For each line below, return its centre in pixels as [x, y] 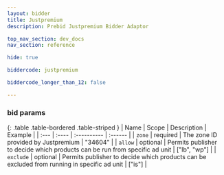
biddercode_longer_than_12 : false [57, 83]
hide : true [23, 58]
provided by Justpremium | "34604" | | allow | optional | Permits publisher [112, 143]
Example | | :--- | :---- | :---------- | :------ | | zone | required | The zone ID [112, 135]
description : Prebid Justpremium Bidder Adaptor [78, 26]
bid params [26, 112]
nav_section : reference [41, 45]
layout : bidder [29, 13]
